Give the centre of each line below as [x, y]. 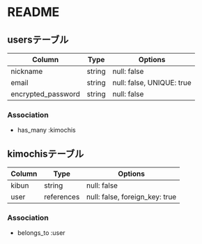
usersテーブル [38, 39]
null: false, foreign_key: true [131, 197]
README [33, 12]
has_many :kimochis [47, 130]
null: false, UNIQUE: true [152, 83]
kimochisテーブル [46, 154]
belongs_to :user [41, 233]
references [62, 197]
